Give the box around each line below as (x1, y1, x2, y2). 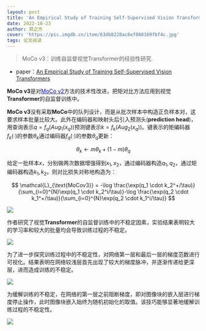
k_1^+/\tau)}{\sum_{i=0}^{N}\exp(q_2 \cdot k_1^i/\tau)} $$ (31, 194, 175, 202)
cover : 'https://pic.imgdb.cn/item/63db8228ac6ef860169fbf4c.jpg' (7, 32, 180, 38)
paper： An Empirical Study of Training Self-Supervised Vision (15, 68, 172, 75)
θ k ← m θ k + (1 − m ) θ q (76, 145, 131, 154)
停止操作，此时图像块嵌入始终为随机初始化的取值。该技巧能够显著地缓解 (12, 298, 194, 305)
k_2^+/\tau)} (164, 181, 196, 188)
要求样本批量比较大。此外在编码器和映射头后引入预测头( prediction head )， (7, 116, 197, 123)
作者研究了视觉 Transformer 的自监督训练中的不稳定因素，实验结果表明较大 (7, 218, 195, 226)
